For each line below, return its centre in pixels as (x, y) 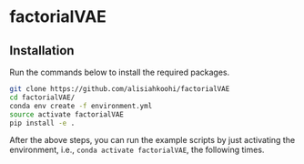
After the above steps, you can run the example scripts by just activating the (152, 140)
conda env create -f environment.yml (81, 106)
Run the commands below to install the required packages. (120, 72)
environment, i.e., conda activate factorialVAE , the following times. (137, 150)
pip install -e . (42, 123)
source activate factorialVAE (67, 114)
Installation (42, 51)
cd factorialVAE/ (42, 97)
